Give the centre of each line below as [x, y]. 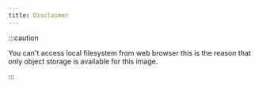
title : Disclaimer [38, 15]
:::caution [24, 38]
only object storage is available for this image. [83, 61]
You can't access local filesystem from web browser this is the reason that [129, 53]
